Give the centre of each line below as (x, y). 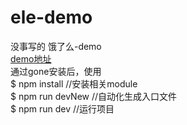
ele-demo (51, 17)
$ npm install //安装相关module (74, 83)
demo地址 (31, 58)
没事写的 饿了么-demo (56, 46)
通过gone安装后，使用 (56, 71)
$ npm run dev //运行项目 (62, 108)
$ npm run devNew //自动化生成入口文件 (94, 96)
